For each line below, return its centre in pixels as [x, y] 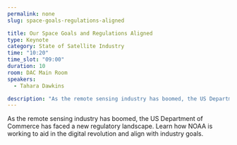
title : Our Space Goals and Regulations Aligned [80, 33]
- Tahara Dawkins [39, 86]
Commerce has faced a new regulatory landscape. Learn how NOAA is [110, 126]
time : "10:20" [28, 53]
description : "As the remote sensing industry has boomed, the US [107, 99]
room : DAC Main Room [38, 72]
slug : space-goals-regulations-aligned [66, 21]
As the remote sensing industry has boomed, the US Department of [105, 119]
